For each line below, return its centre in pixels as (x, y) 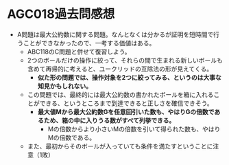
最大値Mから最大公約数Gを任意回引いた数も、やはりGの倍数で (126, 111)
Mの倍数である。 (72, 137)
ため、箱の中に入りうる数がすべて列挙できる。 (109, 120)
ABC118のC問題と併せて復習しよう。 (79, 52)
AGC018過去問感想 (61, 14)
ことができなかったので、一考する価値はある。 (89, 43)
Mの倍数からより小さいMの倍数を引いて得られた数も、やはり (134, 129)
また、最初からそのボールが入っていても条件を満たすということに (120, 146)
